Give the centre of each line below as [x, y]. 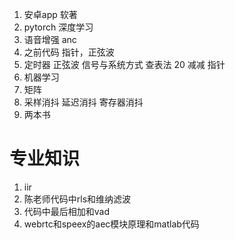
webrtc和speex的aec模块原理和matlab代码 [111, 224]
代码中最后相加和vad [67, 211]
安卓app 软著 [50, 14]
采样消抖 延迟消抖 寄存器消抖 [83, 102]
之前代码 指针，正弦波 [69, 52]
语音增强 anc [50, 39]
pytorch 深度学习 [58, 27]
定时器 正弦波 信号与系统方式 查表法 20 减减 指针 [124, 64]
